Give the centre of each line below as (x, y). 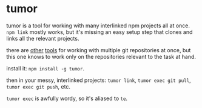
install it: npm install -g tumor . (45, 68)
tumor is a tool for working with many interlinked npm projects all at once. (98, 25)
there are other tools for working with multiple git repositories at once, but (99, 50)
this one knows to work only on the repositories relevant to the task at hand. (101, 56)
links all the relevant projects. (43, 38)
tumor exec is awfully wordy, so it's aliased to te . (67, 98)
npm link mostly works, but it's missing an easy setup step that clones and (99, 32)
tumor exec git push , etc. (39, 86)
